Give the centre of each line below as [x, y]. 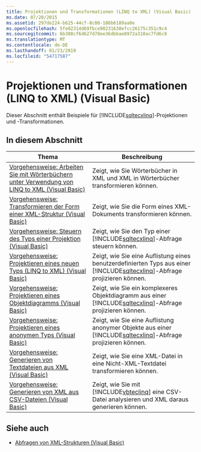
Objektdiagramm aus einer [129, 295]
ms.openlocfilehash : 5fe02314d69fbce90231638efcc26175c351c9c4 [87, 28]
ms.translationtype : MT [36, 39]
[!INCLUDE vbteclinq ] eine [128, 392]
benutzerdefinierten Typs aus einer [141, 264]
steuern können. [115, 246]
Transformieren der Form [44, 207]
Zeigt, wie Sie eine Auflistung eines [141, 256]
